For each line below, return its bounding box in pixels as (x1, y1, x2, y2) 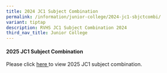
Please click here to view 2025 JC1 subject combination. (6, 61, 142, 68)
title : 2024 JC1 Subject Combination (6, 8, 98, 14)
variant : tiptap (6, 19, 46, 25)
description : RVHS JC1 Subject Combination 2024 (6, 24, 127, 31)
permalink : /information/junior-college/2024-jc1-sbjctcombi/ (6, 14, 161, 20)
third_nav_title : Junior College (6, 30, 88, 36)
